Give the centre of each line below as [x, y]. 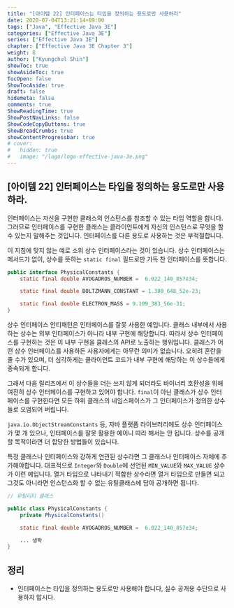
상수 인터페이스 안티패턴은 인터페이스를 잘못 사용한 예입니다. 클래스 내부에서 [111, 325]
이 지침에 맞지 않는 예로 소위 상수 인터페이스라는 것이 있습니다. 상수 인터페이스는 [116, 250]
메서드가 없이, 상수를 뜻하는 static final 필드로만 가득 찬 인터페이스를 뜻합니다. [117, 259]
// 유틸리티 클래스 [30, 496]
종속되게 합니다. [29, 368]
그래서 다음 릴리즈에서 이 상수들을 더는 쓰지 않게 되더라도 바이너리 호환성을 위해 [115, 383]
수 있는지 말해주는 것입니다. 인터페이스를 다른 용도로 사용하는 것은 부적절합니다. [115, 236]
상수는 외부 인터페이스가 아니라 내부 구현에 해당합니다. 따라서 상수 [109, 333]
